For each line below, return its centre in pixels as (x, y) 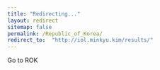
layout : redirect (33, 21)
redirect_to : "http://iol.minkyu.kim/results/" (80, 40)
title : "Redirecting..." (44, 14)
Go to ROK (23, 60)
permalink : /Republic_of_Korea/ (55, 34)
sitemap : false (30, 27)
